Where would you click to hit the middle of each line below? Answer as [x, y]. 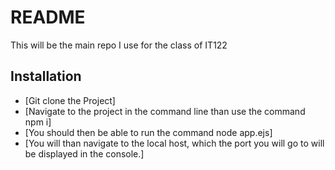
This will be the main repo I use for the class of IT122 [119, 45]
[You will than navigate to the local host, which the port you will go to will [174, 143]
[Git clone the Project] [70, 100]
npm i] [38, 122]
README [48, 17]
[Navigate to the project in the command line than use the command [165, 111]
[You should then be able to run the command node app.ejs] [148, 132]
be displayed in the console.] [84, 153]
